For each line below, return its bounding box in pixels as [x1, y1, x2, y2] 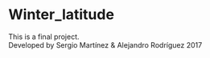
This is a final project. [8, 32, 80, 41]
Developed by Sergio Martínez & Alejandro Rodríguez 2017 [8, 40, 203, 49]
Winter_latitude [8, 6, 115, 24]
